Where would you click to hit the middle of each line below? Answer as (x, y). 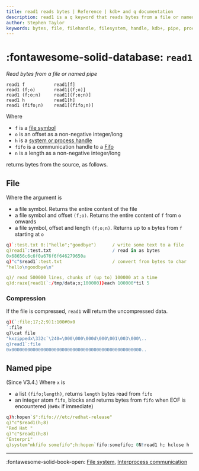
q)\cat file (21, 333)
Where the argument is (34, 197)
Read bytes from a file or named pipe (52, 74)
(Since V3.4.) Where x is (36, 382)
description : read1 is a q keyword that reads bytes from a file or (92, 17)
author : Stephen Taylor (36, 23)
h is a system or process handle (53, 140)
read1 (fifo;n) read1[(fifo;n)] (50, 105)
